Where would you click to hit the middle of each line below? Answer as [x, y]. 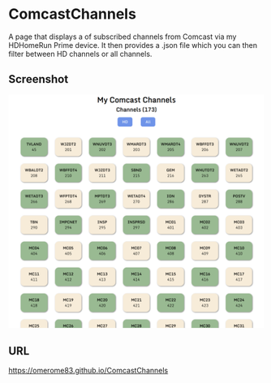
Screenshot [39, 79]
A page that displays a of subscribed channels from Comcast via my [123, 37]
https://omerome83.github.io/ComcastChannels [88, 371]
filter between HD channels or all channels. [80, 54]
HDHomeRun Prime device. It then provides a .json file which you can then [133, 45]
